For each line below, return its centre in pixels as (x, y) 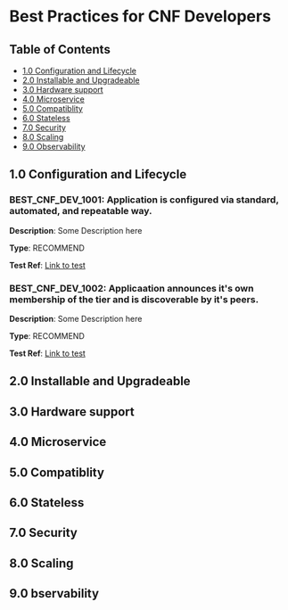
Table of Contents (60, 49)
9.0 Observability (54, 146)
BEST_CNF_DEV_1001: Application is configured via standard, (144, 200)
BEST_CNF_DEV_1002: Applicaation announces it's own (132, 288)
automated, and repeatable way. (81, 211)
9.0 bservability (54, 594)
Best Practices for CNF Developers (140, 16)
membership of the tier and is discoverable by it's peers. (134, 299)
